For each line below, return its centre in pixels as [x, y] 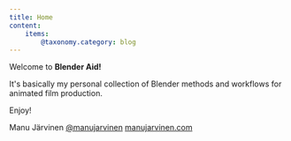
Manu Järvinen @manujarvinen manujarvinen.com [101, 128]
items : [37, 33]
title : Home [31, 17]
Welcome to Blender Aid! [55, 67]
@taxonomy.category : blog [89, 42]
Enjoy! [21, 110]
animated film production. [56, 93]
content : [25, 26]
